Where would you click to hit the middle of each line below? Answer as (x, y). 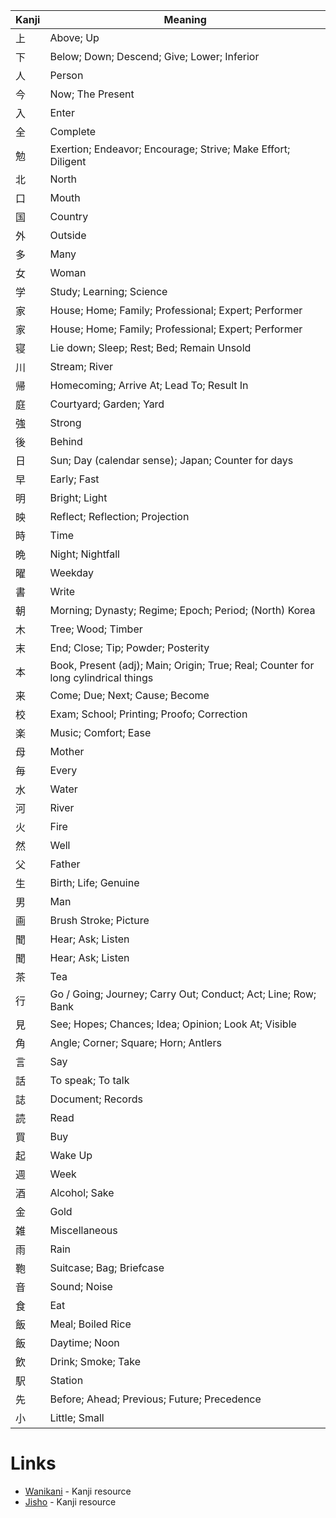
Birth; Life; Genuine (94, 882)
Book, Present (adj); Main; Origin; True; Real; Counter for (182, 665)
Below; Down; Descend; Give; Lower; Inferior (154, 56)
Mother (67, 751)
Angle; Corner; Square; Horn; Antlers (135, 1042)
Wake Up (71, 1155)
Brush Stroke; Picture (99, 920)
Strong (65, 422)
